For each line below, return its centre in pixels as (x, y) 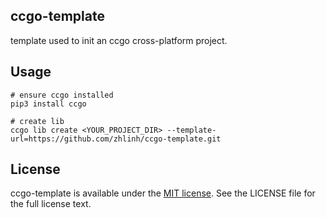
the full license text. (51, 204)
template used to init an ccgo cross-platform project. (119, 40)
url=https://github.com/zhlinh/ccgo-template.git (116, 139)
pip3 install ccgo (48, 104)
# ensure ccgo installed (62, 95)
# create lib (37, 121)
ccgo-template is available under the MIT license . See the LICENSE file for (163, 193)
